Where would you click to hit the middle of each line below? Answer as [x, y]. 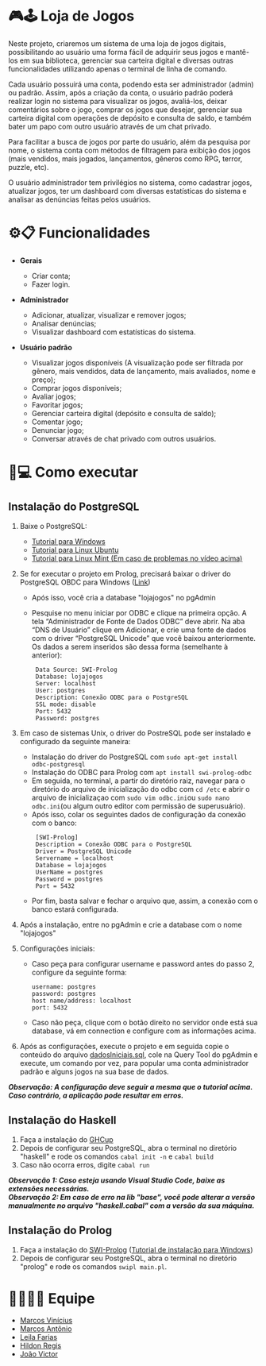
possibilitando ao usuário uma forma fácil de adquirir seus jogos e [116, 52]
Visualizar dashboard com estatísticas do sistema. [114, 332]
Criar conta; [51, 276]
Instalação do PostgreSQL [74, 507]
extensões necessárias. [49, 1188]
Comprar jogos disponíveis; [77, 388]
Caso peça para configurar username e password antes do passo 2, [143, 963]
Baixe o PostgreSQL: [53, 526]
